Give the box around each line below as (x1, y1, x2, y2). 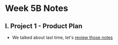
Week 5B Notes (5, 3, 68, 14)
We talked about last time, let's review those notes (12, 34, 113, 40)
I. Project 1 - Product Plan (5, 22, 83, 30)
